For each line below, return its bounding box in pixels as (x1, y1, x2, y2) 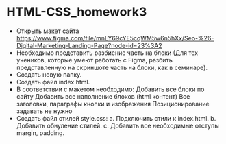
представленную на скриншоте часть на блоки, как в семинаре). (16, 63, 208, 71)
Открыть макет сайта (16, 27, 79, 35)
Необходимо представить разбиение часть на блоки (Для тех (16, 49, 199, 57)
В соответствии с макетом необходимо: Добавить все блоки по (16, 85, 205, 93)
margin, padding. (16, 128, 65, 137)
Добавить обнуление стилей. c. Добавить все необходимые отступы (16, 121, 220, 130)
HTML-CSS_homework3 (6, 4, 147, 20)
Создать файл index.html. (16, 77, 90, 86)
